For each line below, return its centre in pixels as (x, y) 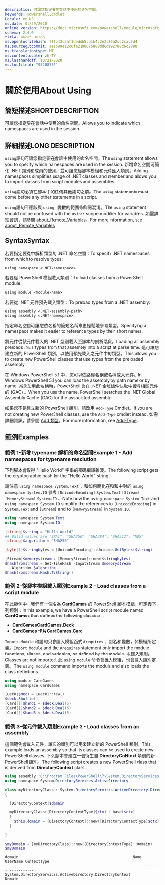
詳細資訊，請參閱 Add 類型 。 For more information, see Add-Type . (71, 420)
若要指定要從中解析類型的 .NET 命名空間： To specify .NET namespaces (77, 253)
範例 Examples (27, 437)
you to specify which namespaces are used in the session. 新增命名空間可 (80, 164)
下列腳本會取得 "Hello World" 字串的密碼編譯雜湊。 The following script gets (82, 470)
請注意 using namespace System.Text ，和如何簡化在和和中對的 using (74, 486)
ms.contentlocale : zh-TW (30, 56)
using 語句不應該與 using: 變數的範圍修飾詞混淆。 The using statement (76, 207)
